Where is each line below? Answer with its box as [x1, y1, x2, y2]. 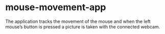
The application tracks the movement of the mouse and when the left [5, 18, 151, 24]
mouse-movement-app [5, 2, 106, 13]
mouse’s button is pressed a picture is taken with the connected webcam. [5, 23, 160, 29]
